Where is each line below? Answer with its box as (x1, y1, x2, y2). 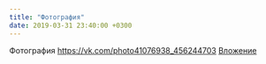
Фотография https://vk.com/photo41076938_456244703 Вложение (9, 45, 257, 55)
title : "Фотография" (9, 12, 86, 22)
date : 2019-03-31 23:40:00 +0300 (9, 21, 133, 30)
